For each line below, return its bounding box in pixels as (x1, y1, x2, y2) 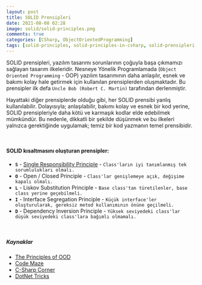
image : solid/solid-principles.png (6, 25, 96, 32)
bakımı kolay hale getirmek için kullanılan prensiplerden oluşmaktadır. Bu (6, 78, 186, 85)
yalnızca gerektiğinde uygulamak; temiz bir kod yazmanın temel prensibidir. (6, 122, 192, 129)
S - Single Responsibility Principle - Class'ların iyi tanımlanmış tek (14, 161, 187, 168)
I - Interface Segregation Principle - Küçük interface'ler (14, 196, 158, 203)
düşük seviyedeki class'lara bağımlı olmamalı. (14, 214, 136, 220)
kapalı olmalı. (14, 179, 54, 185)
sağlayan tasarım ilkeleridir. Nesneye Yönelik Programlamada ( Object (6, 65, 177, 72)
